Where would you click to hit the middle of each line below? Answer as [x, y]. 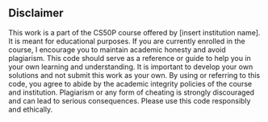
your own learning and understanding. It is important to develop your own [131, 67]
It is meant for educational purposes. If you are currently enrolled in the [127, 41]
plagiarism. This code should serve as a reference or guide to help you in [130, 58]
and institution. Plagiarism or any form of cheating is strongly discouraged [132, 92]
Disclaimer [36, 13]
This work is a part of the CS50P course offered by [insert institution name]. [134, 32]
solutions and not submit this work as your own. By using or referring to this [134, 75]
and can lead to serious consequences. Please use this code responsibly [130, 100]
